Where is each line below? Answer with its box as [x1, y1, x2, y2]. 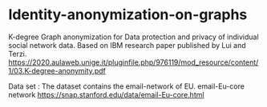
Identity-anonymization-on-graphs [8, 6, 248, 24]
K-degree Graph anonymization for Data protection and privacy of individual [8, 32, 259, 42]
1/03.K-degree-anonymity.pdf [8, 65, 106, 75]
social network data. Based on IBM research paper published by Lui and [8, 40, 246, 50]
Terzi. [8, 49, 27, 58]
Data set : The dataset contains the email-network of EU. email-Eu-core [8, 81, 245, 91]
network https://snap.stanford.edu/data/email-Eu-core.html [8, 89, 204, 99]
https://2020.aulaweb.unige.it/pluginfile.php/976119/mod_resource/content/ [8, 57, 259, 67]
